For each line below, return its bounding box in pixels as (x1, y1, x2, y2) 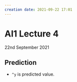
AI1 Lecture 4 (4, 28, 59, 39)
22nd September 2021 (4, 44, 49, 50)
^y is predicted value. (11, 71, 55, 77)
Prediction (4, 58, 37, 66)
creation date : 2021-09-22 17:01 (4, 7, 73, 12)
